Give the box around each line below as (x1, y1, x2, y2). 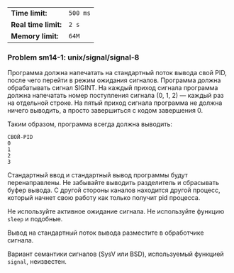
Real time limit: (11, 20, 62, 29)
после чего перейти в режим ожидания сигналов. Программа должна (7, 76, 221, 84)
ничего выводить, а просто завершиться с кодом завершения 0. (7, 106, 204, 115)
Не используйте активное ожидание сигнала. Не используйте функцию (7, 207, 225, 216)
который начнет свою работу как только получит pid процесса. (7, 194, 201, 202)
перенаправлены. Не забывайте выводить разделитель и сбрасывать (7, 179, 220, 187)
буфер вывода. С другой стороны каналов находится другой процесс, (7, 186, 221, 194)
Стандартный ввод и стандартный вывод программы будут (7, 171, 188, 179)
